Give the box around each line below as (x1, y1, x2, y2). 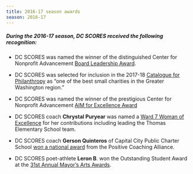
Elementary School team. (14, 125, 76, 133)
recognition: (6, 39, 37, 46)
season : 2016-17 (6, 14, 46, 20)
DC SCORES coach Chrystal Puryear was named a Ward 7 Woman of (14, 113, 185, 120)
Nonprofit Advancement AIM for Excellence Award (14, 102, 138, 109)
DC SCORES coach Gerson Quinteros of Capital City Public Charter (14, 137, 180, 144)
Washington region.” (14, 84, 64, 91)
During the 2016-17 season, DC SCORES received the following (6, 33, 163, 40)
